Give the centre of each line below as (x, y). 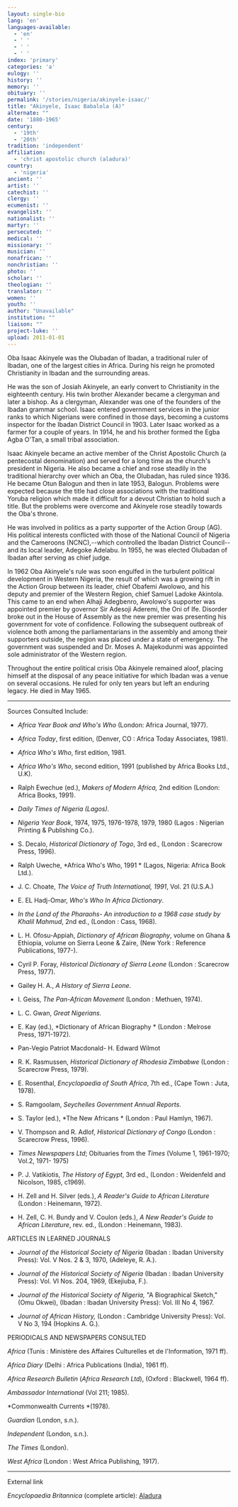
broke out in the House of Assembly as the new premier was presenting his (117, 616)
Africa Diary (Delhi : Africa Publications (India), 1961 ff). (88, 1365)
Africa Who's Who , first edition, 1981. (72, 752)
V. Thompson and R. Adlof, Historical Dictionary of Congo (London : (117, 1132)
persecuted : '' (30, 232)
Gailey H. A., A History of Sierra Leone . (74, 985)
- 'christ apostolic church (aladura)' (73, 159)
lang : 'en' (23, 21)
